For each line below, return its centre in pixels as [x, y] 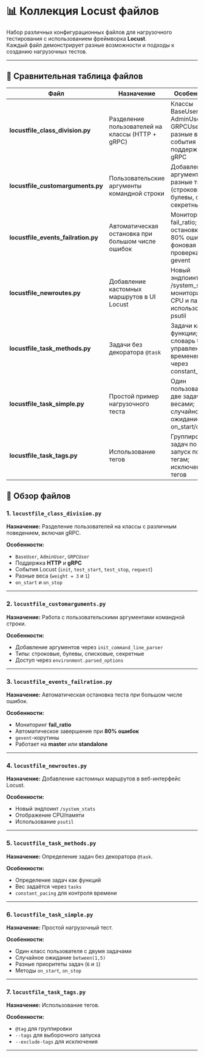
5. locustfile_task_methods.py [51, 843]
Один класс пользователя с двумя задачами [73, 951]
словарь [183, 340]
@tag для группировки [43, 1029]
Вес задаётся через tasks [48, 886]
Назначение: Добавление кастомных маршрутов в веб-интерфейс [93, 779]
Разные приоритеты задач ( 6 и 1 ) [58, 964]
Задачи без [126, 345]
